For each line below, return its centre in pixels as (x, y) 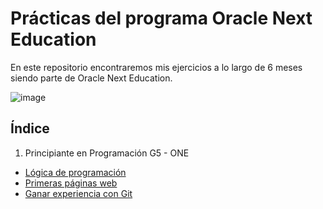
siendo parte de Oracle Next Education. (91, 78)
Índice (30, 128)
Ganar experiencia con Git (78, 193)
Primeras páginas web (71, 183)
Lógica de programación (75, 172)
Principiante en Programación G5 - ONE (107, 153)
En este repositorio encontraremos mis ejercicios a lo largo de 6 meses (156, 67)
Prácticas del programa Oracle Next (161, 18)
